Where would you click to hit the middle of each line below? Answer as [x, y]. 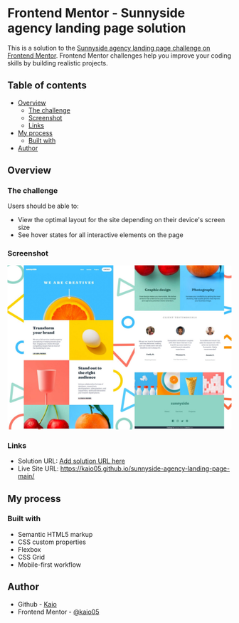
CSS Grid [31, 557]
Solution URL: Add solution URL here [71, 461]
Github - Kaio [37, 604]
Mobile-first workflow [49, 565]
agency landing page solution [97, 28]
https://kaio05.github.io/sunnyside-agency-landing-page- [145, 468]
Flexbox [29, 549]
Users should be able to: [43, 206]
